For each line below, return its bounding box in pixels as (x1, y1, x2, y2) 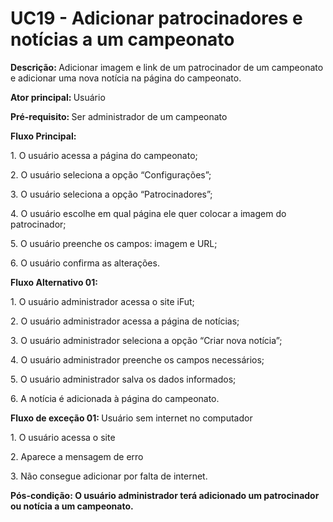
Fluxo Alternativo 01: (10, 276, 99, 288)
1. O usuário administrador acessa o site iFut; (10, 295, 195, 307)
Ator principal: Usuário (10, 91, 106, 103)
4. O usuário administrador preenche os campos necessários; (10, 353, 265, 366)
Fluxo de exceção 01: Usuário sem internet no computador (10, 412, 253, 424)
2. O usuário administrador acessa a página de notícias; (10, 315, 240, 327)
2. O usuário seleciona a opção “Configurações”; (10, 168, 212, 181)
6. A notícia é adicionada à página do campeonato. (10, 392, 220, 404)
